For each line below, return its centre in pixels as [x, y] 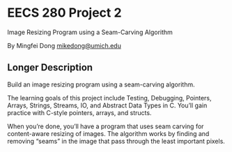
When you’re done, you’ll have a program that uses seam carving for [106, 126]
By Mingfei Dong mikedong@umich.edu [64, 45]
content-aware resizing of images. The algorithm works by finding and [108, 133]
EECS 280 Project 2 [64, 13]
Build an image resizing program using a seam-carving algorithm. [101, 84]
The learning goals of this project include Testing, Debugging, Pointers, [109, 98]
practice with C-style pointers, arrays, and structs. [79, 112]
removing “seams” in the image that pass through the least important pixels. [116, 141]
